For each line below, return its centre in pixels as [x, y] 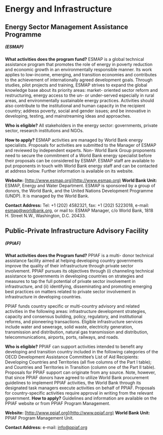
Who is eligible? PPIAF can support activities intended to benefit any [74, 347]
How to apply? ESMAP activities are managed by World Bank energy [74, 140]
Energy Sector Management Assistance [67, 27]
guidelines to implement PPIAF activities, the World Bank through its [73, 383]
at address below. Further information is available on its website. [69, 171]
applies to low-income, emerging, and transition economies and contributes [81, 74]
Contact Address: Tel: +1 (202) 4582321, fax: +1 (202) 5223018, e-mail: [77, 205]
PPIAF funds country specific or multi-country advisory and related [72, 306]
